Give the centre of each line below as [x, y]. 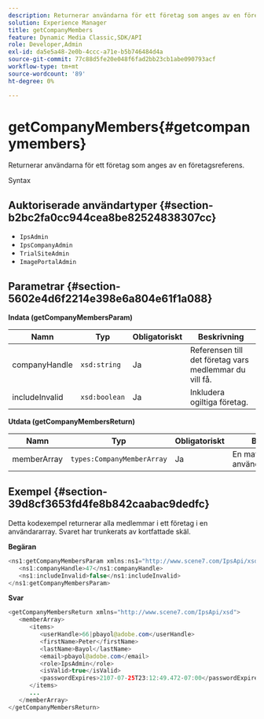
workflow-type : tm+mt [44, 67]
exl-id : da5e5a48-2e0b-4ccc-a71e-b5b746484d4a [86, 52]
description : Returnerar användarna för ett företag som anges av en [125, 15]
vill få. [201, 380]
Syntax [20, 181]
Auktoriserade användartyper [83, 205]
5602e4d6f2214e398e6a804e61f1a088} [110, 298]
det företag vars [219, 360]
